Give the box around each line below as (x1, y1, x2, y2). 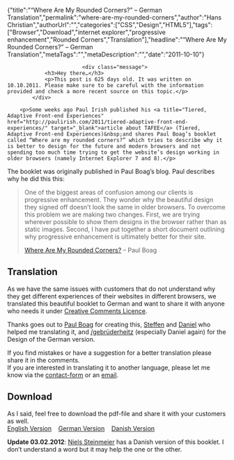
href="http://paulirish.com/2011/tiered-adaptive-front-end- (7, 118, 189, 125)
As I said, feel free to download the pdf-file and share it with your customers (7, 409, 226, 418)
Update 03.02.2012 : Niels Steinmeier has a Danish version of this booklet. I (7, 438, 224, 446)
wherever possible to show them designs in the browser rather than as (24, 218, 227, 225)
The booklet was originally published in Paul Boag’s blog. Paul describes (7, 167, 215, 175)
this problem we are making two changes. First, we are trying (24, 210, 201, 219)
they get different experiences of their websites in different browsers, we (7, 292, 217, 300)
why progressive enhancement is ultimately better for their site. (24, 232, 207, 241)
